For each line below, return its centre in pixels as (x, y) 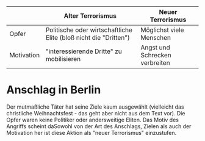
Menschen (156, 38)
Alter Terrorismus (90, 16)
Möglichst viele (162, 30)
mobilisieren (63, 59)
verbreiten (155, 63)
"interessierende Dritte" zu (84, 51)
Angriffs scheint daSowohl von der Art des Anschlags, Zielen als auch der (99, 126)
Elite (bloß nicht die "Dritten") (88, 38)
